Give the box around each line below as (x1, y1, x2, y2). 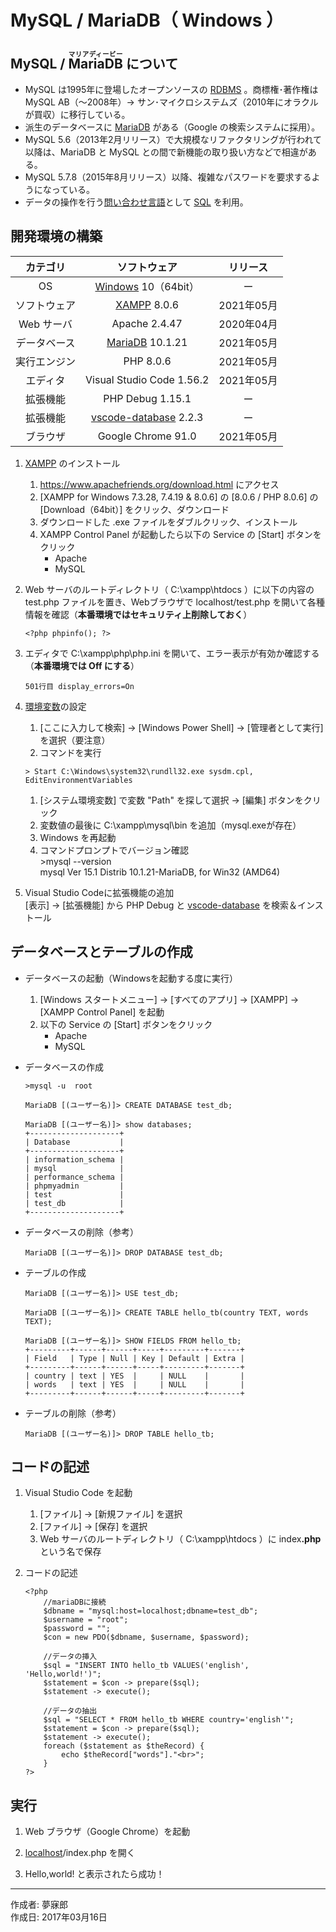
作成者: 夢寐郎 (10, 1899, 68, 1911)
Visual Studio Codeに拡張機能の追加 (24, 886, 175, 898)
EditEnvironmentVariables (24, 775, 133, 785)
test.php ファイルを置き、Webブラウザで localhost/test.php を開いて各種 (24, 596, 325, 608)
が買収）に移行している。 (24, 109, 131, 120)
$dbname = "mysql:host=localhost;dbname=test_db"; (43, 1606, 259, 1616)
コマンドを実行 (39, 746, 102, 758)
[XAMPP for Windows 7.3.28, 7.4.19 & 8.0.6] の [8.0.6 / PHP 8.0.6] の (39, 491, 319, 503)
